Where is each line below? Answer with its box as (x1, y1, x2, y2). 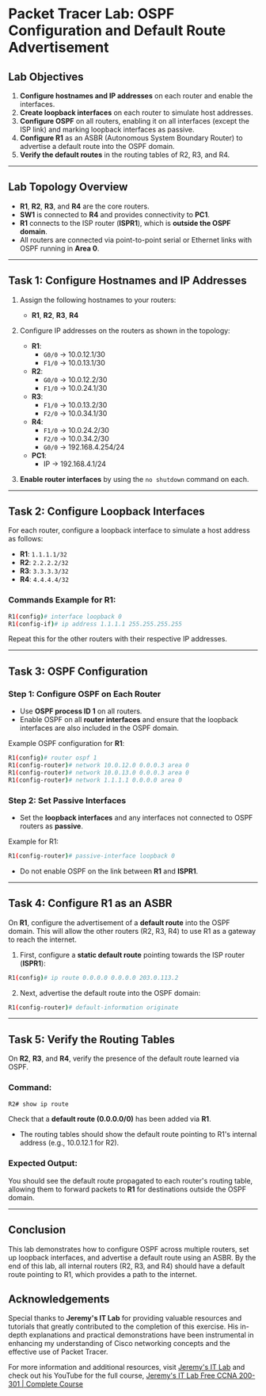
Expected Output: (8, 1158, 78, 1169)
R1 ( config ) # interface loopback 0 (8, 612, 123, 621)
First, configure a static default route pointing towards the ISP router (19, 950, 245, 959)
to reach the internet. (8, 935, 77, 944)
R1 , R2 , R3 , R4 (31, 310, 79, 319)
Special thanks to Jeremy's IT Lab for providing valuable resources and (8, 1314, 242, 1323)
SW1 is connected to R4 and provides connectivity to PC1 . (19, 209, 210, 219)
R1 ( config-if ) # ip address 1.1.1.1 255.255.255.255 (8, 620, 182, 628)
